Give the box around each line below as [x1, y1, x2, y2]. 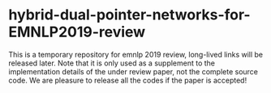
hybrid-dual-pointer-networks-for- [8, 6, 251, 24]
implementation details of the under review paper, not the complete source [8, 66, 258, 76]
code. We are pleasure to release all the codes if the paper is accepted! [8, 75, 247, 85]
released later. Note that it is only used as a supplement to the [8, 58, 216, 68]
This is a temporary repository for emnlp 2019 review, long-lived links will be [8, 49, 264, 59]
